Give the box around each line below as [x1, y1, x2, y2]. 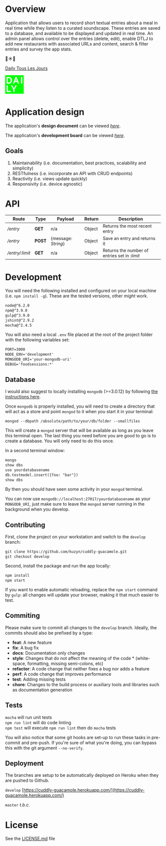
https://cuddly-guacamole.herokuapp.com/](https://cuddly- [23, 787, 145, 793]
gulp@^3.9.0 [5, 313, 30, 318]
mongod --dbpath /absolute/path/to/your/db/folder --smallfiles [5, 419, 140, 424]
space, [12, 660, 26, 666]
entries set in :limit [103, 252, 140, 258]
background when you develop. [5, 506, 70, 513]
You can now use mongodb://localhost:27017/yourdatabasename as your [5, 496, 151, 502]
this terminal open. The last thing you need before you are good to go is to [5, 433, 157, 439]
